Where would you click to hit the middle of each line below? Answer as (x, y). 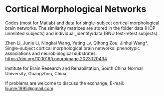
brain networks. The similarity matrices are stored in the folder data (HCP (80, 28)
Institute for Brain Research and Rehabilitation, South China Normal (74, 68)
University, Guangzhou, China (36, 73)
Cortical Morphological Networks (76, 9)
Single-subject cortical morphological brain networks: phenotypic (73, 48)
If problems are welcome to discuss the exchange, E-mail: (65, 83)
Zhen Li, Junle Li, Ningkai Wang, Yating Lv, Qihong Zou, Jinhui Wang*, (77, 43)
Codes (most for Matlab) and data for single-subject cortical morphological (82, 23)
